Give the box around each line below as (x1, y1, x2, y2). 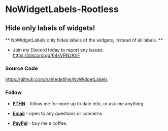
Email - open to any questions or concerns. (12, 110, 104, 116)
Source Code (5, 65, 38, 72)
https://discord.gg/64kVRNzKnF (12, 52, 80, 58)
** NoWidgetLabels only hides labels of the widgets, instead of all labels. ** (5, 37, 163, 43)
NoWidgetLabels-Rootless (5, 4, 119, 15)
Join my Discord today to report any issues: (12, 47, 104, 53)
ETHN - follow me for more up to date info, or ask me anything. (12, 100, 145, 107)
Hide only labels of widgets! (5, 24, 95, 32)
